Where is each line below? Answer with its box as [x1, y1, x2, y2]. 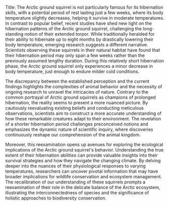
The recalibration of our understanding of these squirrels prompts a [5, 179, 146, 185]
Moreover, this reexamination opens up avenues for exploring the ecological [5, 142, 163, 148]
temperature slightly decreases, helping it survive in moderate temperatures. [5, 15, 164, 21]
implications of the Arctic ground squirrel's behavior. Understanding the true [5, 147, 164, 153]
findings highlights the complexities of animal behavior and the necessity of [5, 84, 162, 90]
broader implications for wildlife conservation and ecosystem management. [5, 174, 162, 179]
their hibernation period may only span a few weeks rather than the [5, 52, 145, 58]
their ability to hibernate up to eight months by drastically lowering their [5, 36, 154, 42]
